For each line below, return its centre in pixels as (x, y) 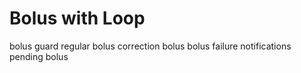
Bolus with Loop (77, 18)
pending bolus (39, 56)
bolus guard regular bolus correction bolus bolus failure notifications (150, 46)
